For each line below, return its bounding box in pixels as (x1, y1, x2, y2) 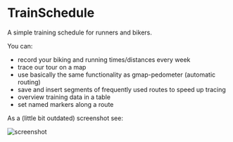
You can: (7, 41, 33, 50)
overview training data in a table (17, 93, 111, 101)
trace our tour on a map (17, 63, 87, 71)
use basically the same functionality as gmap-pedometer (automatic (17, 70, 216, 79)
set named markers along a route (17, 100, 114, 108)
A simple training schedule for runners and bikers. (7, 28, 153, 37)
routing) (17, 77, 41, 86)
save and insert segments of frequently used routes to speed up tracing (17, 85, 227, 93)
